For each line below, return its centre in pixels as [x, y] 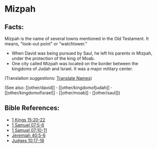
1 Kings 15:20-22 [29, 120]
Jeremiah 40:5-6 [29, 135]
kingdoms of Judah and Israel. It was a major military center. [72, 69]
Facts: [14, 27]
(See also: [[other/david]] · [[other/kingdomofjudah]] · [59, 88]
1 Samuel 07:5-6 [28, 125]
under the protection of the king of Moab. [53, 58]
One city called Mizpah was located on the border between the [75, 64]
